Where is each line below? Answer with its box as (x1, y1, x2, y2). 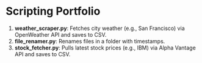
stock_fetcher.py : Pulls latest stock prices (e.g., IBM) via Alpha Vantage (14, 44, 196, 51)
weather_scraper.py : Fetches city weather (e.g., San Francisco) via (14, 24, 185, 32)
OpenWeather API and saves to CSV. (14, 31, 107, 38)
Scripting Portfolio (5, 4, 101, 18)
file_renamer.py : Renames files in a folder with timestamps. (14, 37, 165, 45)
